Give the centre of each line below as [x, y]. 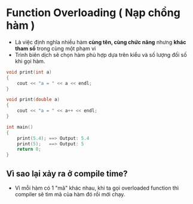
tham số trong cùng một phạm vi [55, 48]
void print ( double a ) [33, 100]
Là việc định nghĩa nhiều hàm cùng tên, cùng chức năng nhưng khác [100, 42]
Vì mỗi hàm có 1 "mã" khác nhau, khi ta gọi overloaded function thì [97, 188]
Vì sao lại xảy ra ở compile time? [67, 173]
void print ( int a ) [29, 72]
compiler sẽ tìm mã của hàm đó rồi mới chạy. [70, 194]
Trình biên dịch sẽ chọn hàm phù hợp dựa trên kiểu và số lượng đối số [101, 54]
